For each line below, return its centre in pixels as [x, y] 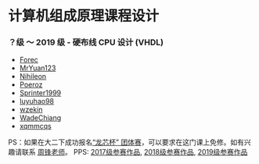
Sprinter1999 [40, 93]
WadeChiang [40, 118]
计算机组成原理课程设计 [84, 16]
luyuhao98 [37, 102]
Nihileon [33, 77]
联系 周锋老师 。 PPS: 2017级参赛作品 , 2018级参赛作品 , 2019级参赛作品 [135, 152]
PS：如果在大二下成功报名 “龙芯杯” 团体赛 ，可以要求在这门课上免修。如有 [126, 142]
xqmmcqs [36, 127]
